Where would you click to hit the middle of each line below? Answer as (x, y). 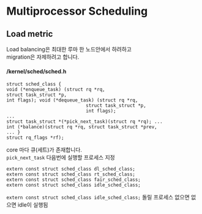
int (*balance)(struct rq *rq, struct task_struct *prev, (82, 127)
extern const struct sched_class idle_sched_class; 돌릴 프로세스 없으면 (98, 197)
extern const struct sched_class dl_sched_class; (71, 169)
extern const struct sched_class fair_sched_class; (73, 180)
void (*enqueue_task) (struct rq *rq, (56, 90)
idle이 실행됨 (33, 205)
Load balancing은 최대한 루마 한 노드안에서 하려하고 (69, 49)
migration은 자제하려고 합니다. (43, 57)
